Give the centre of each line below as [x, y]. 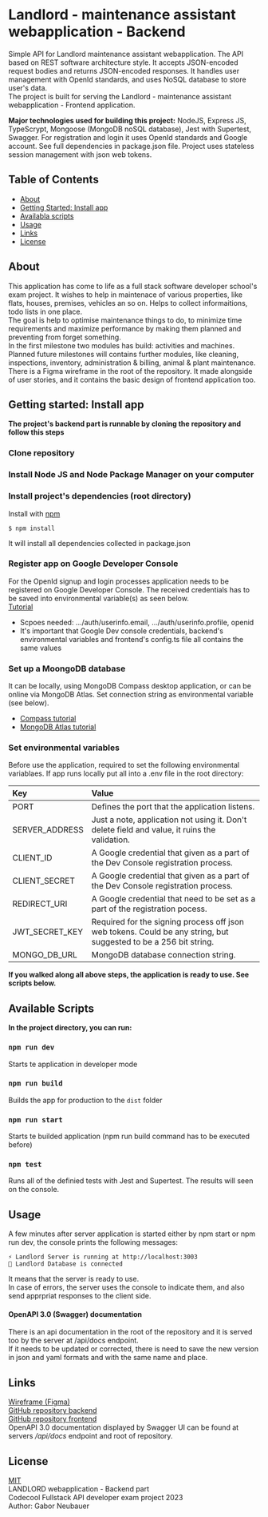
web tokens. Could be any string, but [160, 932]
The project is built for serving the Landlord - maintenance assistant [120, 96]
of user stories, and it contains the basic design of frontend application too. [132, 379]
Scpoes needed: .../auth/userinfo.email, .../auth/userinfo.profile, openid [137, 622]
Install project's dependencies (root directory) [100, 496]
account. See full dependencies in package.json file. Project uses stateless [131, 146]
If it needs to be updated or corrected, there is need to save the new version [134, 1349]
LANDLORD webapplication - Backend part [79, 1489]
